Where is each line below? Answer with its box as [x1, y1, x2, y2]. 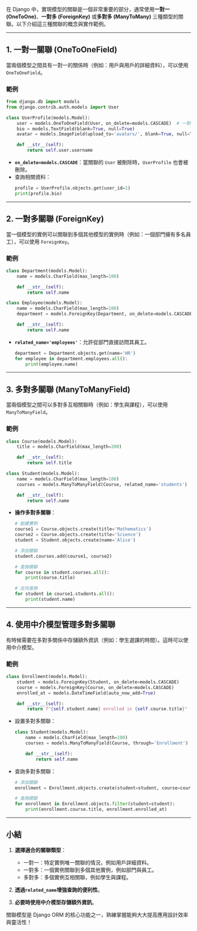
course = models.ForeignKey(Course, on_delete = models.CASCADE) [16, 684, 175, 690]
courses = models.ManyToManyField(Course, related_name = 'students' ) [16, 481, 188, 487]
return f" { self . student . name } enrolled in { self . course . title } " [27, 706, 188, 712]
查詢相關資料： [14, 174, 51, 181]
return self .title [27, 460, 72, 466]
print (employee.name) [25, 361, 78, 367]
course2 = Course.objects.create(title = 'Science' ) [14, 532, 141, 538]
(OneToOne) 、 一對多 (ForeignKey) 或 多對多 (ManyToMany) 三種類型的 [6, 13, 179, 20]
